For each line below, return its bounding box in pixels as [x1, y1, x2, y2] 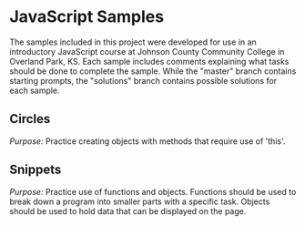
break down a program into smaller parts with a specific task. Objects [9, 196, 270, 207]
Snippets [9, 162, 62, 178]
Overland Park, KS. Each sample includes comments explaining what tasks [9, 56, 290, 67]
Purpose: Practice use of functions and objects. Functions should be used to [9, 186, 297, 197]
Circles [9, 111, 51, 127]
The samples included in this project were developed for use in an [9, 36, 257, 47]
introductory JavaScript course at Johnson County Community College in [9, 46, 285, 56]
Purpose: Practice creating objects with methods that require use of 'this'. [9, 135, 286, 147]
